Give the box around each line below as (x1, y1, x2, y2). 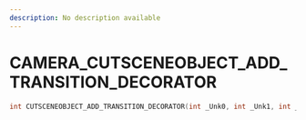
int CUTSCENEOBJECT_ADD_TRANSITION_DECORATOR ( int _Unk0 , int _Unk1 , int (9, 102, 291, 111)
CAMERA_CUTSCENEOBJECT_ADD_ (9, 52, 288, 73)
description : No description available (9, 13, 161, 23)
